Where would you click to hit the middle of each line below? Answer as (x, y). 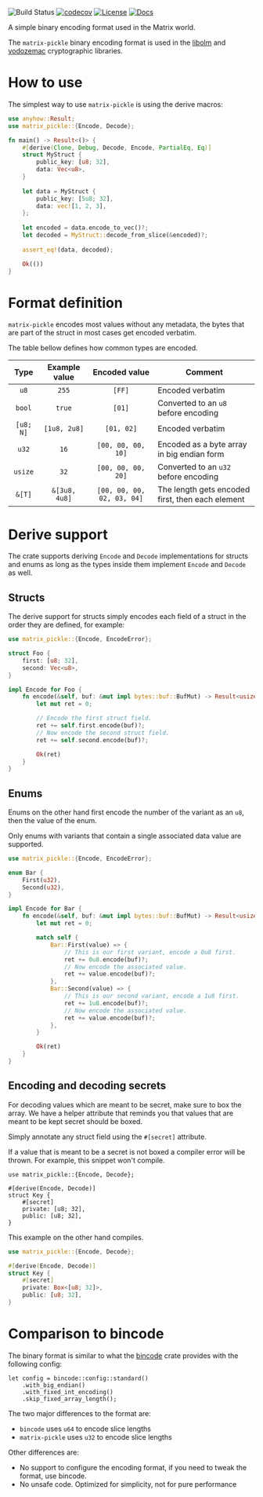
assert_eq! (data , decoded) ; (68, 250)
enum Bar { (26, 873)
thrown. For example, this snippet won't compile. (87, 1160)
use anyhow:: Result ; (42, 119)
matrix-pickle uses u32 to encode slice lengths (95, 1437)
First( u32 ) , (41, 880)
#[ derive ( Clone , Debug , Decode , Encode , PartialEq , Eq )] (117, 148)
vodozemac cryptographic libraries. (66, 51)
